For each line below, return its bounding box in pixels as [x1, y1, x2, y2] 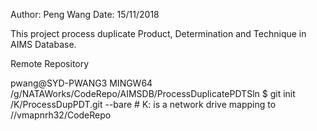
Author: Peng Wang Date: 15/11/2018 [10, 9, 160, 20]
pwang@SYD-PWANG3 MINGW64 [10, 77, 153, 89]
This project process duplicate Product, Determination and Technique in [10, 28, 307, 39]
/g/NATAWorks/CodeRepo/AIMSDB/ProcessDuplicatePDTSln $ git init [10, 88, 296, 99]
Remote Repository [10, 58, 90, 69]
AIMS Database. [10, 39, 77, 50]
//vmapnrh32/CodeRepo [10, 109, 112, 121]
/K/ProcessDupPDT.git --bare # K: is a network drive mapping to [10, 99, 277, 110]
